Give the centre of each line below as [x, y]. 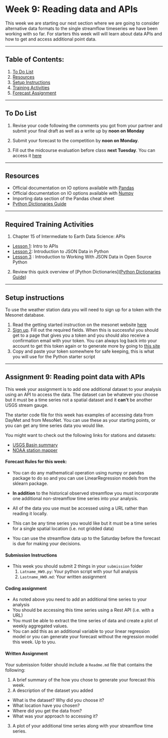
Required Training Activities [49, 224]
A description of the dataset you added [53, 690]
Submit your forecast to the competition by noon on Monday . [75, 140]
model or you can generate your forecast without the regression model [85, 637]
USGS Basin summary [35, 445]
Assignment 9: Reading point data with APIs [75, 377]
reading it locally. [30, 514]
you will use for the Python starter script [54, 356]
